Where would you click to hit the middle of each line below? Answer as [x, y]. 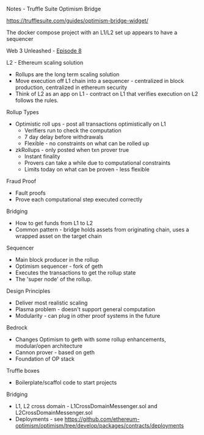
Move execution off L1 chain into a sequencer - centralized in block [100, 81]
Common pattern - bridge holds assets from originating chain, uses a [102, 229]
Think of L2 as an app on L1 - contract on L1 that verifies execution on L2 [107, 94]
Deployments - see [39, 419]
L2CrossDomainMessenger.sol [54, 412]
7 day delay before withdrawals [64, 137]
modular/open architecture [49, 346]
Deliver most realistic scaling [51, 303]
